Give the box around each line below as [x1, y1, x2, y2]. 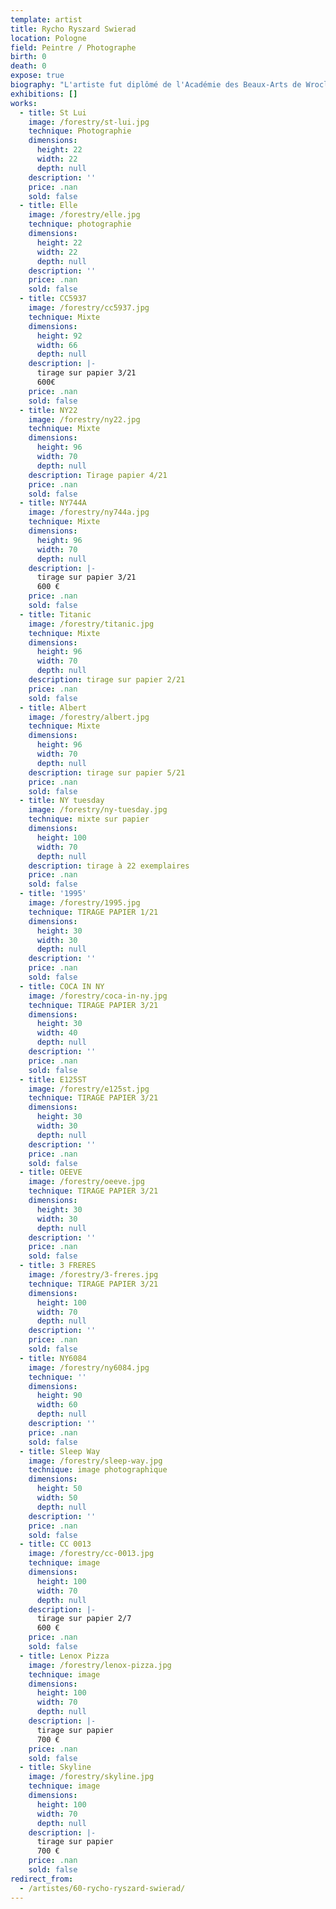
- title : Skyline [19, 1762, 92, 1773]
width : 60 [36, 1400, 78, 1410]
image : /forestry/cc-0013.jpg [28, 1549, 155, 1559]
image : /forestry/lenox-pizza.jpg [28, 1660, 172, 1670]
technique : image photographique [28, 1465, 168, 1475]
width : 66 [36, 340, 78, 350]
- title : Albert [19, 702, 87, 713]
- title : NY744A [19, 498, 87, 508]
